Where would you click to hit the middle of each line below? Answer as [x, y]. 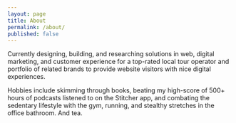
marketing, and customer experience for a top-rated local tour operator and [118, 62]
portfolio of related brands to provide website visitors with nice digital [109, 69]
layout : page [27, 14]
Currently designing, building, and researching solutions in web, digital [111, 54]
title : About [27, 21]
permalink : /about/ [36, 27]
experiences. [27, 77]
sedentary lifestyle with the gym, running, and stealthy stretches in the [111, 106]
